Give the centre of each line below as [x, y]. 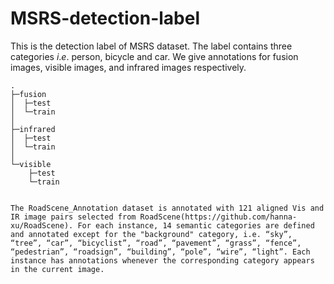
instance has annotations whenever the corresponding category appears [162, 260]
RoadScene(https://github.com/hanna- [218, 217]
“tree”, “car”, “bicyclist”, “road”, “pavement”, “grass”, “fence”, [156, 243]
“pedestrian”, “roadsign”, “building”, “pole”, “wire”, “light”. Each [160, 252]
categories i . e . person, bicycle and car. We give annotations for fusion [154, 56]
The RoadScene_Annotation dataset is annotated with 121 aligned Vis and [167, 208]
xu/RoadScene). [42, 225]
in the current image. [57, 269]
